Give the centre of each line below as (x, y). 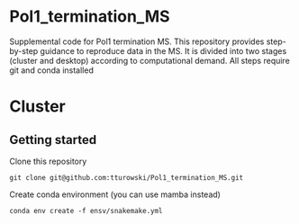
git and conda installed (52, 70)
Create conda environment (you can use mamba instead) (115, 194)
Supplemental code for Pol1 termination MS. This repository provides (137, 41)
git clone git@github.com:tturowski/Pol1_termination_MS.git (127, 177)
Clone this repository (48, 161)
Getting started (53, 140)
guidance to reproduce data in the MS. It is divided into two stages (163, 50)
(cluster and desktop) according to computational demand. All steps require (149, 60)
